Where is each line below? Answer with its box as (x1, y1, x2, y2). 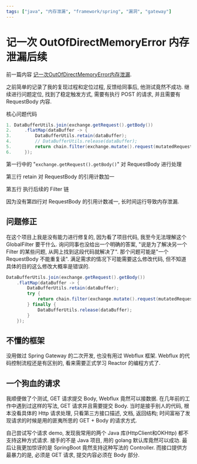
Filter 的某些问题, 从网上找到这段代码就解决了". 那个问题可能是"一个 (6, 248, 169, 255)
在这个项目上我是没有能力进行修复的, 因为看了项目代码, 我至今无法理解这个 (6, 233, 186, 240)
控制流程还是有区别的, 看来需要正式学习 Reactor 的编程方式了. (11, 360, 161, 367)
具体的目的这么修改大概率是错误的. (6, 262, 90, 269)
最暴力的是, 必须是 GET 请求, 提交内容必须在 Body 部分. (6, 452, 140, 459)
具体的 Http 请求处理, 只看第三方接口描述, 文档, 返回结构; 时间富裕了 (21, 410, 186, 417)
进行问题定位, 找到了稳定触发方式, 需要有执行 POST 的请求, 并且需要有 (11, 90, 181, 97)
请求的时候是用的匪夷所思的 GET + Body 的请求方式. (11, 417, 138, 424)
